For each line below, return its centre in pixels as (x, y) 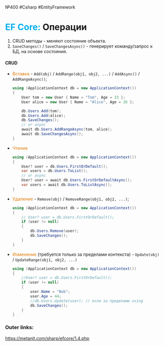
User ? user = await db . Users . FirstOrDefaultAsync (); (77, 180)
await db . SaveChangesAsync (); (52, 134)
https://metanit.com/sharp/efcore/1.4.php (47, 338)
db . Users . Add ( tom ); (41, 111)
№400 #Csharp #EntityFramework (40, 7)
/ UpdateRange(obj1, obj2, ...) (45, 259)
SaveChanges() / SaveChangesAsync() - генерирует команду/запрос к (82, 46)
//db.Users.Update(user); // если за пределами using (87, 301)
